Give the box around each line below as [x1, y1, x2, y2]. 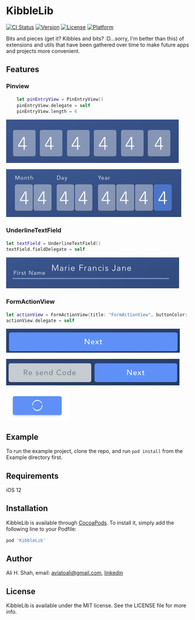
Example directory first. [6, 454, 63, 461]
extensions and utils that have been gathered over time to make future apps [6, 41, 189, 48]
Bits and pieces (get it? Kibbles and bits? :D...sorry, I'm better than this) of [6, 35, 184, 42]
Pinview [6, 82, 29, 91]
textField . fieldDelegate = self [6, 246, 85, 252]
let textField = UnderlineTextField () [6, 240, 101, 246]
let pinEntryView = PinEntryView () [16, 96, 104, 102]
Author [6, 554, 32, 564]
